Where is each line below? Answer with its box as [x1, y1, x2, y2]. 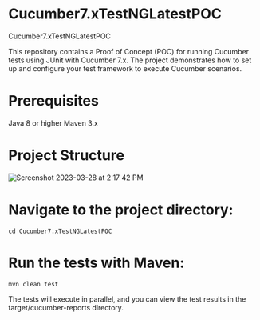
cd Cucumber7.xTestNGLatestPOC [8, 227, 112, 235]
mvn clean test [8, 280, 59, 288]
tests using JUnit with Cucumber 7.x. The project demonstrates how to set [8, 55, 252, 65]
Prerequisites [8, 92, 100, 110]
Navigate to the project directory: [8, 201, 234, 218]
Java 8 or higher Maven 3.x [8, 118, 98, 128]
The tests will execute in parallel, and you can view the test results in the [8, 294, 246, 304]
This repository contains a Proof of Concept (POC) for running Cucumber [8, 46, 250, 56]
